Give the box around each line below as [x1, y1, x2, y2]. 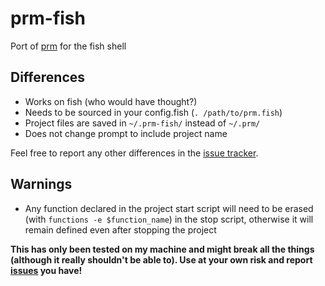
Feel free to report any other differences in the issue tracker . [10, 147, 259, 159]
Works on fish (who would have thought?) [24, 95, 198, 107]
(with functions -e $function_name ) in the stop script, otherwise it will [24, 213, 314, 225]
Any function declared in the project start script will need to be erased [24, 202, 314, 214]
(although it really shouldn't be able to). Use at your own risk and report [10, 253, 313, 266]
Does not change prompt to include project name [24, 127, 228, 139]
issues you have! [10, 264, 83, 276]
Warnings [10, 176, 73, 193]
